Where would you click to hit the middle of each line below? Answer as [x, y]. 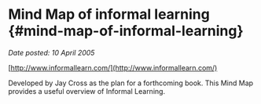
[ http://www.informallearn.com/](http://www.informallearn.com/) [113, 67]
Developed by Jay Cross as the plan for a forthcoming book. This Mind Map [131, 83]
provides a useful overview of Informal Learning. [87, 91]
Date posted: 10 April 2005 [51, 52]
